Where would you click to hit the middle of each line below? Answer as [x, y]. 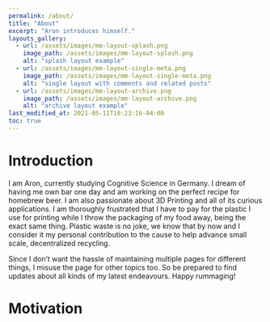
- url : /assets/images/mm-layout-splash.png [92, 46]
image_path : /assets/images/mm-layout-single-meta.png [117, 76]
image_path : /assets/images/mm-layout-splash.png [108, 53]
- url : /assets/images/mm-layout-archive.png [94, 91]
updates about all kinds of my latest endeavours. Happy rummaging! [122, 276]
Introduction [51, 161]
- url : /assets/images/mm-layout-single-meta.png [101, 69]
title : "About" [34, 23]
